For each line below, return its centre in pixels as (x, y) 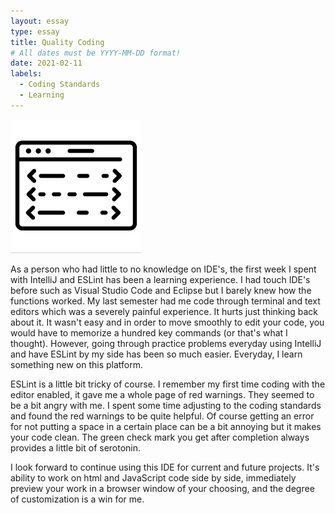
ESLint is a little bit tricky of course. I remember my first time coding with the (168, 384)
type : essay (35, 31)
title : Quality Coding (57, 42)
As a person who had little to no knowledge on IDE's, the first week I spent (163, 269)
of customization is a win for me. (77, 499)
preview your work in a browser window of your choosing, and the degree (162, 488)
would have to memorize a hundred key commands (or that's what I (149, 332)
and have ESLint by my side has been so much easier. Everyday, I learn (156, 354)
